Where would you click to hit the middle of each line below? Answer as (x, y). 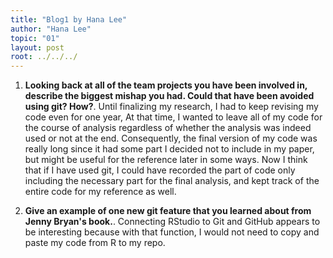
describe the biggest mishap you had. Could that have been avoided (169, 96)
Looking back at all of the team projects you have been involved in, (166, 85)
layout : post (37, 47)
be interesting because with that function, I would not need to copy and (172, 232)
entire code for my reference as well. (100, 192)
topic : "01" (35, 38)
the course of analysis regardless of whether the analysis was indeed (168, 128)
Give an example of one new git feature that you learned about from (168, 211)
